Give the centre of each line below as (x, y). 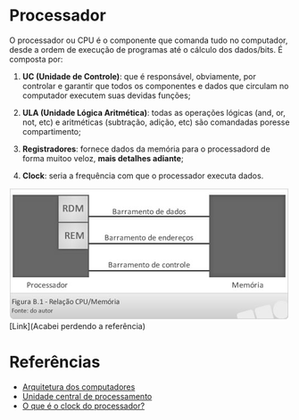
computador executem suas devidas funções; (106, 95)
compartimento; (52, 131)
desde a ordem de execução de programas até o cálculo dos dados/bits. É (146, 49)
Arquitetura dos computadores (79, 387)
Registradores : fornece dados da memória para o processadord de (146, 149)
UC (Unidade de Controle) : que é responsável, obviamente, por (139, 76)
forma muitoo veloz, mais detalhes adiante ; (103, 158)
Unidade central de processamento (87, 396)
